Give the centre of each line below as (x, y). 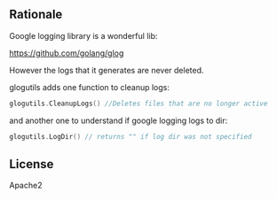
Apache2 (26, 186)
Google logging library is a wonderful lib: (83, 35)
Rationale (36, 15)
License (32, 164)
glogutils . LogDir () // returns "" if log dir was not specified (131, 136)
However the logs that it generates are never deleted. (107, 70)
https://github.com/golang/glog (67, 53)
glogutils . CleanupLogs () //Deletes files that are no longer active (138, 103)
